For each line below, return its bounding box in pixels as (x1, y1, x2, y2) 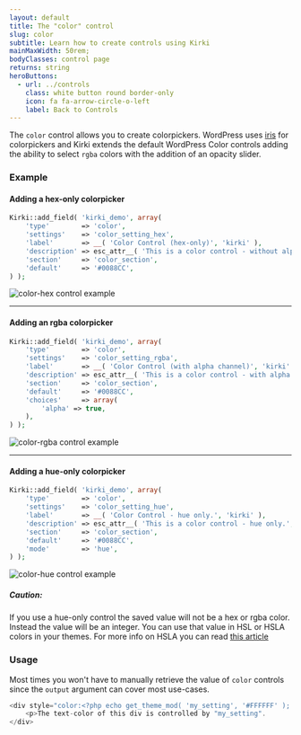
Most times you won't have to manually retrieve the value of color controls (9, 674, 285, 685)
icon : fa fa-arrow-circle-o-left (25, 96, 150, 106)
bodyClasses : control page (9, 55, 110, 64)
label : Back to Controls (25, 105, 118, 114)
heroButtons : (9, 72, 58, 81)
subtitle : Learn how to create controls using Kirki (9, 38, 211, 48)
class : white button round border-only (25, 88, 175, 97)
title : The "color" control (9, 22, 115, 31)
